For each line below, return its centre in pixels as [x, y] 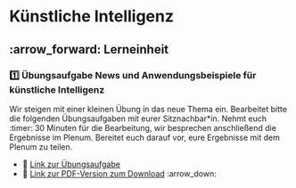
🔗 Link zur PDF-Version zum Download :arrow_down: [119, 173]
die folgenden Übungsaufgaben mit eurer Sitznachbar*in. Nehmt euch [138, 119]
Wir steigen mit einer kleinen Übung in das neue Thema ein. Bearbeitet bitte [148, 109]
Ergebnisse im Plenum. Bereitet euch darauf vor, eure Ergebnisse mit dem [145, 137]
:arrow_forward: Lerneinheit [89, 49]
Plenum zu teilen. [41, 147]
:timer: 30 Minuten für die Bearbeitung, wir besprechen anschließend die [143, 127]
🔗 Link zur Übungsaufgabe [71, 164]
